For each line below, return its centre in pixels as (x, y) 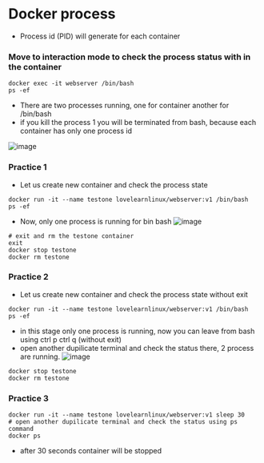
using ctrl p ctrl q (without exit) (71, 339)
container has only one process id (76, 131)
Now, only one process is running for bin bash (96, 221)
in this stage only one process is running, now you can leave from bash (137, 331)
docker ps (25, 436)
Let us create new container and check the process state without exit (134, 294)
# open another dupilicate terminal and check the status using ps (123, 422)
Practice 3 (29, 398)
